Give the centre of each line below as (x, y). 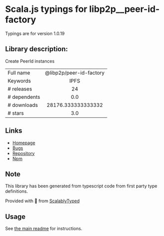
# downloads (23, 105)
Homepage (24, 143)
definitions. (17, 191)
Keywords (19, 80)
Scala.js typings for (46, 9)
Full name (19, 73)
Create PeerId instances (30, 61)
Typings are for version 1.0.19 (35, 33)
